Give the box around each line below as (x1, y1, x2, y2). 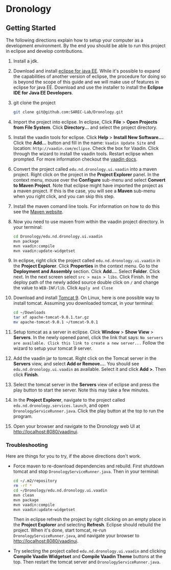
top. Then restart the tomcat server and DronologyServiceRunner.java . (13, 559, 161, 565)
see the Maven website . (13, 208, 64, 214)
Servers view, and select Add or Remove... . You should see (13, 361, 139, 367)
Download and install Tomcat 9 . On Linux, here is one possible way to (13, 294, 160, 301)
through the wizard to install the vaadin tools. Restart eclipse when (13, 150, 154, 156)
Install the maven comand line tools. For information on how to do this (13, 203, 160, 209)
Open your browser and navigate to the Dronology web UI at (13, 423, 140, 429)
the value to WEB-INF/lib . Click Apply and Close (13, 285, 113, 291)
